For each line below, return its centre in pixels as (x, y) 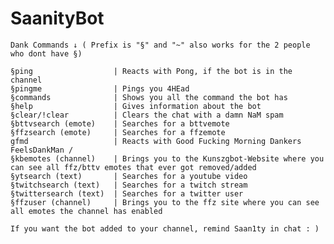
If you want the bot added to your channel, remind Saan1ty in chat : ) (165, 228)
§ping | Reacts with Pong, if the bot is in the (151, 71)
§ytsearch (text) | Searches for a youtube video (129, 176)
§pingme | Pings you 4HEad (100, 88)
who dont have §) (46, 53)
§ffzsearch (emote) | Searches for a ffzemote (118, 132)
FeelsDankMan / (42, 150)
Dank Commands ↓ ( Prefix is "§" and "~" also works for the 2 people (160, 45)
